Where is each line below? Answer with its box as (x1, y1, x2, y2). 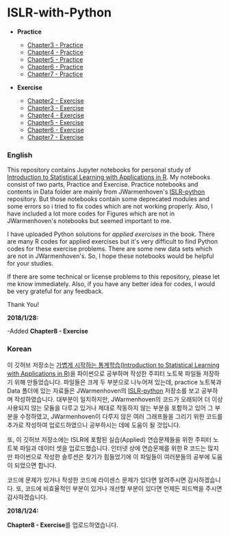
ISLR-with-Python (7, 5, 112, 21)
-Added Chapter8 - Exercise (7, 327, 89, 336)
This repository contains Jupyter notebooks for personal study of (7, 166, 192, 174)
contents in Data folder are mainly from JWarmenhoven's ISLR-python (7, 187, 205, 196)
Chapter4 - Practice (27, 48, 84, 56)
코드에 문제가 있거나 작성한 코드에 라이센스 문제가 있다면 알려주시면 (7, 476, 186, 484)
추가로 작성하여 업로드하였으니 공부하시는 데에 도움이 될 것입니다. (7, 421, 181, 429)
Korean (7, 345, 32, 354)
